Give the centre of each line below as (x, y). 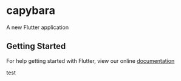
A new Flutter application (37, 27)
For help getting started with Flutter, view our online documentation (90, 60)
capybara (31, 11)
